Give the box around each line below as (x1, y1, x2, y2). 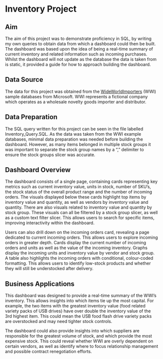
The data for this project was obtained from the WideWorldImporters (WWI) (5, 89, 157, 94)
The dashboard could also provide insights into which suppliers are (5, 328, 140, 334)
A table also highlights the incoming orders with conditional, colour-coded (5, 255, 153, 261)
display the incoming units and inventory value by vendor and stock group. (5, 250, 155, 256)
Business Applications (5, 280, 74, 288)
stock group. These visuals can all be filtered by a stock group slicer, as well (5, 210, 158, 215)
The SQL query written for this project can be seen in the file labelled (5, 126, 144, 132)
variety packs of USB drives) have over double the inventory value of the (5, 308, 151, 314)
